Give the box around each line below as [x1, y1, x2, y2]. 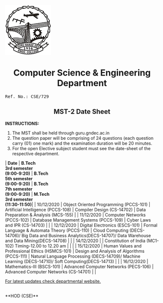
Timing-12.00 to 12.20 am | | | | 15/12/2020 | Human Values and [15, 243, 142, 248]
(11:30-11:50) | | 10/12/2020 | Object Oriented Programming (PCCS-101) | [5, 201, 150, 207]
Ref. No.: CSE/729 [5, 94, 49, 99]
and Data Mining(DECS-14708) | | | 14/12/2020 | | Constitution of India [5, 238, 145, 244]
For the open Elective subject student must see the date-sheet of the [12, 145, 151, 151]
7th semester [5, 186, 33, 192]
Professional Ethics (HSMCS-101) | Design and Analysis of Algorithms [5, 248, 145, 254]
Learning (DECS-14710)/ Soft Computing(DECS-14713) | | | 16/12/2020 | [5, 258, 148, 264]
